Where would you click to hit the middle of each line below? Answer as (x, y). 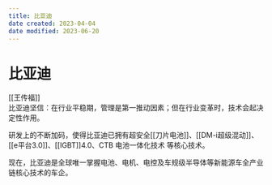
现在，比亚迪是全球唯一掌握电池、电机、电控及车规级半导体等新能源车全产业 (136, 162)
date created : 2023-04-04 (52, 24)
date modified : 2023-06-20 (54, 31)
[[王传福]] (24, 97)
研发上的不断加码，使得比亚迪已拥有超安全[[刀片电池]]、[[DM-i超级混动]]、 (134, 136)
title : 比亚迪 (30, 16)
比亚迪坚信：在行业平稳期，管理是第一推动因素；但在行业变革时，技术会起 (132, 108)
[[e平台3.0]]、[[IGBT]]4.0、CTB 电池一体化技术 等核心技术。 (109, 145)
